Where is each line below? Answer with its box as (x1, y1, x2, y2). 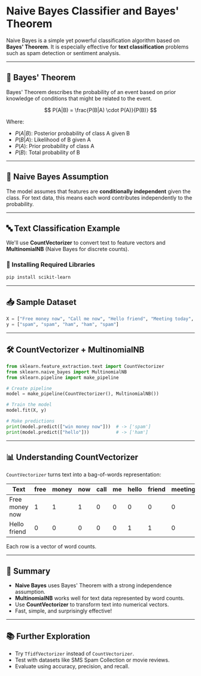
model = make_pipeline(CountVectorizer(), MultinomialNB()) (6, 391, 160, 397)
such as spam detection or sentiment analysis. (6, 49, 121, 56)
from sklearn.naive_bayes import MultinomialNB (6, 369, 127, 375)
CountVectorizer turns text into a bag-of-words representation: (6, 471, 162, 478)
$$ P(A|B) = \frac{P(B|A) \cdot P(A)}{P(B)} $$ (44, 106, 157, 113)
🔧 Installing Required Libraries (6, 261, 96, 269)
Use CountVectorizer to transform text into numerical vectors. (14, 601, 169, 608)
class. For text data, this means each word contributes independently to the (6, 194, 193, 201)
